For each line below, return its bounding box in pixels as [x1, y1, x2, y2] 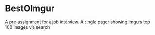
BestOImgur [5, 3, 55, 14]
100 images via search [5, 24, 50, 30]
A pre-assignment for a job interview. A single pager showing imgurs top [5, 19, 150, 25]
